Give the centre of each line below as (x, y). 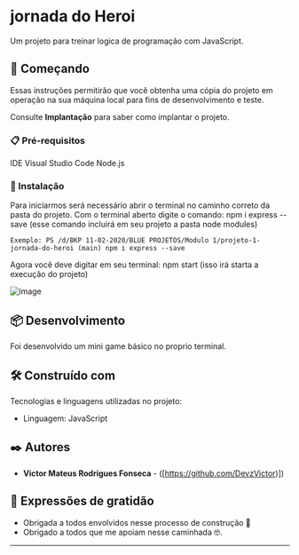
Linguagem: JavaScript (65, 418)
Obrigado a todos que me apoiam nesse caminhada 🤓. (122, 532)
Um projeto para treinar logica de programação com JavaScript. (127, 41)
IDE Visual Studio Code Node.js (67, 163)
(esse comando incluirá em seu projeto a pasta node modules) (143, 225)
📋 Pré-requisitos (47, 140)
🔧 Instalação (37, 186)
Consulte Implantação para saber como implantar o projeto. (120, 116)
